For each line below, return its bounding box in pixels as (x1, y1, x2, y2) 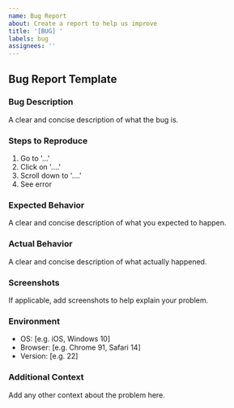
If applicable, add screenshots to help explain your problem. (8, 295, 209, 305)
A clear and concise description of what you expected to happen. (8, 218, 227, 228)
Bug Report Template (8, 72, 117, 86)
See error (19, 179, 53, 189)
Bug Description (8, 97, 74, 108)
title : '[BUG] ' (8, 27, 63, 35)
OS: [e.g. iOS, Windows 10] (19, 334, 111, 344)
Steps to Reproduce (8, 135, 88, 146)
